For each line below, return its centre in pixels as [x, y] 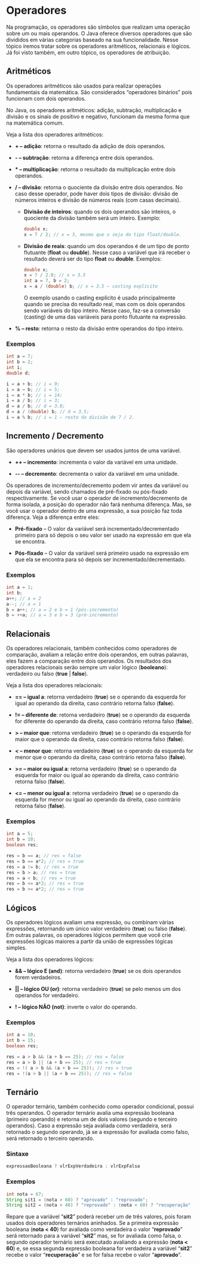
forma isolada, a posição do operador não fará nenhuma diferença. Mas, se [99, 504]
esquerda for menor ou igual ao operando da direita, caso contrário [98, 800]
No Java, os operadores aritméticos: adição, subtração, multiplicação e [94, 110]
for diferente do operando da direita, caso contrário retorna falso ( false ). [104, 721]
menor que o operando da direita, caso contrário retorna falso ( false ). [101, 757]
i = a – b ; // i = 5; [33, 389]
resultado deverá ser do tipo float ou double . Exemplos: [93, 259]
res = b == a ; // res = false [44, 856]
